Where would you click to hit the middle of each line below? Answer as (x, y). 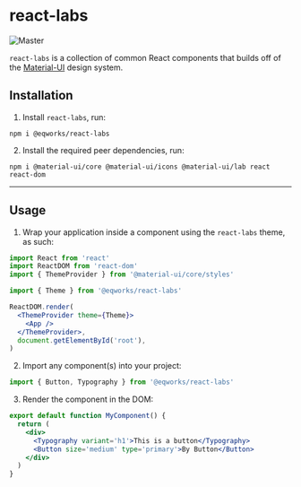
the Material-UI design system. (66, 67)
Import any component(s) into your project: (102, 366)
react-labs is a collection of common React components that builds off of (146, 57)
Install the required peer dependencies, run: (103, 150)
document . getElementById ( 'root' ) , (82, 340)
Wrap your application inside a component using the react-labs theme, (154, 232)
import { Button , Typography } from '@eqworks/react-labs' (122, 382)
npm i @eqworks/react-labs (60, 134)
